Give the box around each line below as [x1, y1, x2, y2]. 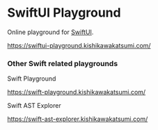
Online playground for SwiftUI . [7, 28, 94, 36]
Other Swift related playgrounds [7, 58, 118, 68]
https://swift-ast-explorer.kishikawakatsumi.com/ [7, 115, 148, 123]
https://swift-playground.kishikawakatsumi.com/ [7, 88, 146, 97]
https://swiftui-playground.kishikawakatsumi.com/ [7, 41, 151, 49]
